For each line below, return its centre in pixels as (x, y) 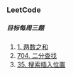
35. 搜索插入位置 (41, 64)
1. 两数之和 (33, 47)
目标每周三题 (25, 28)
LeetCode (24, 10)
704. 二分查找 (37, 55)
